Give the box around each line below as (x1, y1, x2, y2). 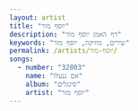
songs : (9, 55, 34, 64)
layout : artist (9, 13, 66, 22)
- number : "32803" (17, 64, 87, 73)
